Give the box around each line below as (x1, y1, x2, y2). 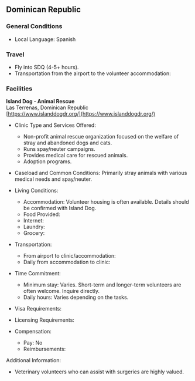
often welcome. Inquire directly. (23, 288, 100, 295)
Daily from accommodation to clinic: (23, 258, 111, 266)
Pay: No (23, 339, 43, 346)
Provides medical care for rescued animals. (23, 152, 128, 159)
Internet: (23, 217, 44, 224)
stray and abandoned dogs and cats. (23, 139, 112, 146)
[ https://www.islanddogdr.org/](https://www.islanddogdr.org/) (6, 110, 156, 117)
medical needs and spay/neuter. (14, 176, 93, 183)
